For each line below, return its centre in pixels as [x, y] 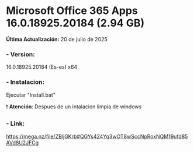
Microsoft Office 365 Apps [72, 11]
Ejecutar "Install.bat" [31, 95]
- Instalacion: [25, 82]
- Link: [15, 123]
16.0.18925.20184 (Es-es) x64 [42, 67]
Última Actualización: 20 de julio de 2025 [57, 39]
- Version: [20, 54]
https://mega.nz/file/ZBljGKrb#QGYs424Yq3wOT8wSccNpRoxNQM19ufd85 [97, 136]
